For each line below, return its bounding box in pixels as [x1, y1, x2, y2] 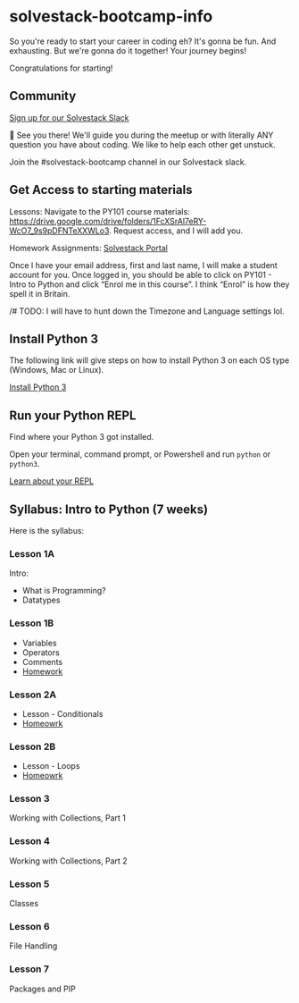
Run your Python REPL [9, 408, 137, 423]
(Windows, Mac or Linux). [9, 365, 104, 375]
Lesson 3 [9, 793, 50, 805]
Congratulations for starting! [9, 63, 113, 73]
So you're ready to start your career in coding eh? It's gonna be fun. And [9, 36, 277, 46]
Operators [21, 646, 60, 658]
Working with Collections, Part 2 [9, 855, 128, 866]
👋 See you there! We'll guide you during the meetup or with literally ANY [9, 130, 274, 140]
